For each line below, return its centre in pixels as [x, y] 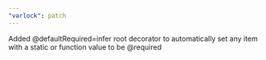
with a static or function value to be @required [85, 47]
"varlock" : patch [37, 16]
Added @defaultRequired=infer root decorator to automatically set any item [133, 38]
